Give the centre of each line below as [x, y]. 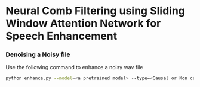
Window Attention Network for [83, 23]
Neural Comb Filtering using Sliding [96, 11]
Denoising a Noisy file [38, 54]
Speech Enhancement [61, 36]
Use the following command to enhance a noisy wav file [74, 67]
